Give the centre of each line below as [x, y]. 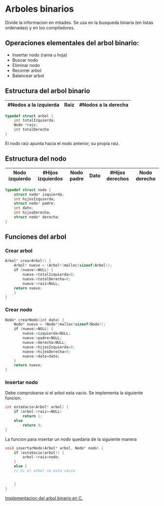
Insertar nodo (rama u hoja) [40, 55]
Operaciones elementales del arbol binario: [72, 43]
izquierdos [50, 178]
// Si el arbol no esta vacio [45, 471]
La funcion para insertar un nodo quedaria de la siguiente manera [71, 439]
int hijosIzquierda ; [35, 199]
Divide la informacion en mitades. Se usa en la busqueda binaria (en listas [79, 22]
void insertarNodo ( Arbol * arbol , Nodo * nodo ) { [54, 448]
